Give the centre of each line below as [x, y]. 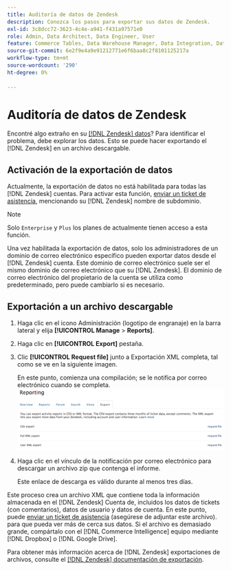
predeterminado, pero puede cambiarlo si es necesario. [86, 285]
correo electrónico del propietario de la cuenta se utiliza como [95, 278]
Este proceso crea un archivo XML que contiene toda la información [103, 495]
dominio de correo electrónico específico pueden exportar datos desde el [112, 256]
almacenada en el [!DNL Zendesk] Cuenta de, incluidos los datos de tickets [113, 503]
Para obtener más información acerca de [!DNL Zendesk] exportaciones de [114, 552]
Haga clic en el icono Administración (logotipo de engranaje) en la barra [119, 323]
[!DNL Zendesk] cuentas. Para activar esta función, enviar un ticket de [107, 194]
